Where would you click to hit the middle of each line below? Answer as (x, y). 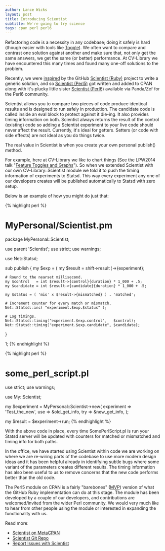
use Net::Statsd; (21, 259)
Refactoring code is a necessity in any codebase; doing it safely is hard (78, 42)
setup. (12, 186)
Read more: (17, 523)
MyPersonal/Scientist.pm (59, 226)
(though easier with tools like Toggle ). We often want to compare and (75, 48)
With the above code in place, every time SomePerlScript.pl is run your (77, 431)
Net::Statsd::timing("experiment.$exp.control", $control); (70, 321)
